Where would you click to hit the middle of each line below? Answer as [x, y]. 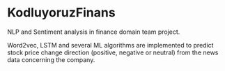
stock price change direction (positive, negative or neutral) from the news [113, 52]
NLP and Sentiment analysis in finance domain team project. [94, 32]
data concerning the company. [51, 59]
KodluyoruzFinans [62, 13]
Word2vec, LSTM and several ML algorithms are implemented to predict [110, 45]
